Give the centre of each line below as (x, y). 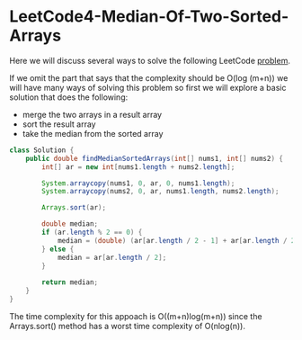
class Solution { (42, 150)
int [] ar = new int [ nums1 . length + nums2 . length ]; (138, 167)
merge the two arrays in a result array (92, 114)
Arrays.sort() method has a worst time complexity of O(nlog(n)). (127, 326)
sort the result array (59, 124)
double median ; (70, 224)
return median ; (70, 282)
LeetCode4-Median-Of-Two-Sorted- (149, 17)
